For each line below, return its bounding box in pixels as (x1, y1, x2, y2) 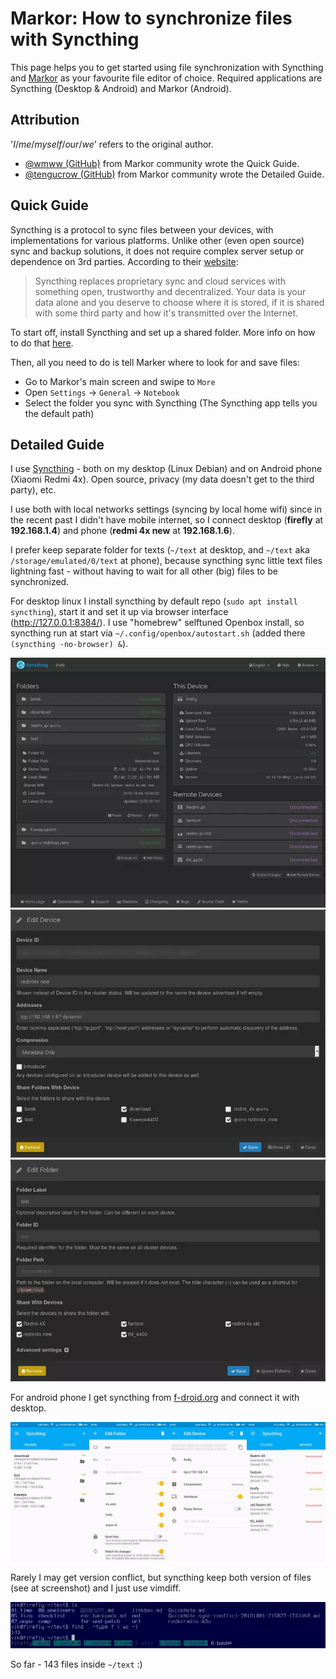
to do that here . (10, 337, 74, 349)
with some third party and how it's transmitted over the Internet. (34, 307, 298, 319)
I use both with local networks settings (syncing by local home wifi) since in (10, 503, 322, 516)
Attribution (10, 112, 80, 129)
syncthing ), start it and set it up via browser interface (10, 606, 229, 618)
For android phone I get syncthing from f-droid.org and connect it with (10, 1392, 300, 1403)
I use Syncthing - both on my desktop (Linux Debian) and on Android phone (10, 463, 323, 475)
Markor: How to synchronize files (10, 7, 293, 30)
